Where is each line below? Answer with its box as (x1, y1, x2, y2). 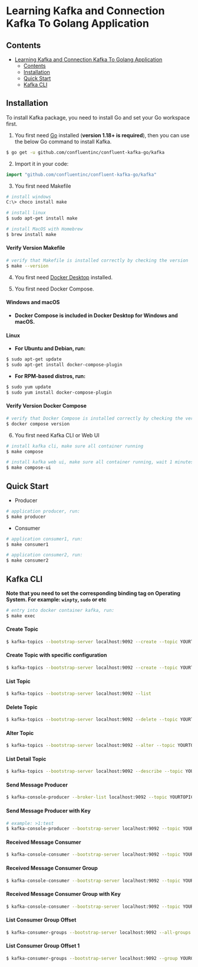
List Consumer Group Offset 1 (6, 942, 80, 949)
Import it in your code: (14, 160, 69, 167)
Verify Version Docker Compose (6, 402, 87, 410)
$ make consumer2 (6, 557, 49, 563)
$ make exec (6, 613, 35, 619)
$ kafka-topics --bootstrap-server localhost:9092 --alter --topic (6, 743, 176, 749)
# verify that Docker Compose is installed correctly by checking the (6, 415, 183, 421)
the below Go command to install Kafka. (14, 138, 112, 145)
